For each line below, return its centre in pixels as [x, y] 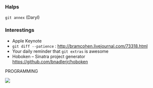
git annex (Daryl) [22, 18]
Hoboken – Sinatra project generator [48, 56]
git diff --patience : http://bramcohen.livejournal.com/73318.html [80, 46]
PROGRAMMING [21, 71]
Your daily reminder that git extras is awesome [60, 51]
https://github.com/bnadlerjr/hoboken [50, 62]
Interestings [20, 30]
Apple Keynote [27, 41]
